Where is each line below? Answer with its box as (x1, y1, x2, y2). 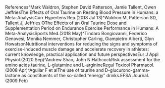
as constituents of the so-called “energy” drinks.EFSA (21, 73, 131, 78)
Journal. (132, 73, 150, 78)
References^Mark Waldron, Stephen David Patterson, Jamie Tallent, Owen (5, 4, 156, 10)
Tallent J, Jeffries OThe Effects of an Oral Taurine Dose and (5, 20, 127, 26)
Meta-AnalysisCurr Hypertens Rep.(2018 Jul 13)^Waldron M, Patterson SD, (5, 15, 157, 20)
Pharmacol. (131, 62, 155, 68)
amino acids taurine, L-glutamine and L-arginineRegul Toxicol (5, 62, 130, 68)
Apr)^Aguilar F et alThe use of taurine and (18, 67, 104, 73)
